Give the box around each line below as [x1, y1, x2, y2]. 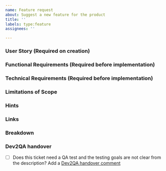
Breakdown [5, 129, 34, 136]
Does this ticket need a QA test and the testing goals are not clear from [12, 154, 161, 160]
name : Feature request [5, 7, 53, 13]
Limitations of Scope [5, 88, 57, 95]
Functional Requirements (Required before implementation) [5, 61, 155, 68]
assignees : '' [5, 26, 36, 31]
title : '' [5, 17, 26, 22]
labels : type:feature [5, 21, 51, 27]
